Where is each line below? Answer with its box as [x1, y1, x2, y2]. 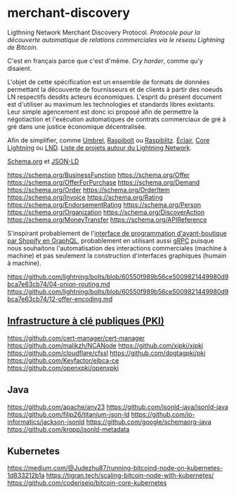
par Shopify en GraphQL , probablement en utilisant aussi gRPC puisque [7, 236, 214, 245]
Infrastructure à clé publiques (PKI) [7, 315, 165, 327]
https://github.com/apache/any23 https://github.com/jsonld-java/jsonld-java [7, 402, 228, 411]
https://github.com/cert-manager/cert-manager [7, 333, 145, 342]
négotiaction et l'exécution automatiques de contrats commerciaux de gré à [7, 114, 226, 123]
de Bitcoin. [7, 43, 39, 51]
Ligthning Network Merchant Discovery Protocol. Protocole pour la [7, 28, 200, 36]
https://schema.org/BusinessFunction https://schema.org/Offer [7, 171, 190, 179]
